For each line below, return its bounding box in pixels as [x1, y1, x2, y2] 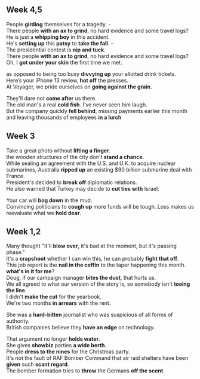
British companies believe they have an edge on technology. [6, 324, 155, 331]
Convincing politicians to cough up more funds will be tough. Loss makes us [6, 203, 194, 210]
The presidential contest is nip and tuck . [6, 46, 106, 53]
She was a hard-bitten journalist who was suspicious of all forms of [6, 311, 173, 319]
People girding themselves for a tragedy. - [6, 20, 111, 27]
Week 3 [6, 131, 35, 141]
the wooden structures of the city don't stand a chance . [6, 153, 144, 160]
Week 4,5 [6, 5, 43, 15]
